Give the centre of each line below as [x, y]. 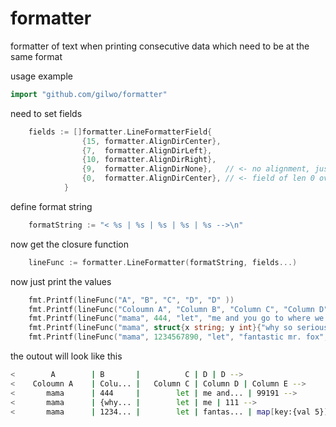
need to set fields [46, 113]
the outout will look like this [66, 356]
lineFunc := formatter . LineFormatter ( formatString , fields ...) [163, 262]
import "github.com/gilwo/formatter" [89, 94]
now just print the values [61, 281]
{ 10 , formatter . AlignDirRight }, [149, 160]
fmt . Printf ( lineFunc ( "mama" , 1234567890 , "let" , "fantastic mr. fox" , [178, 337]
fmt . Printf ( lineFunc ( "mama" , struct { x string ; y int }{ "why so [160, 328]
